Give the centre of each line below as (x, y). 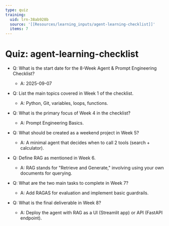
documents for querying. (46, 173)
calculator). (32, 148)
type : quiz (17, 10)
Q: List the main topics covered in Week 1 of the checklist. (73, 93)
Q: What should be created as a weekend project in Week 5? (76, 133)
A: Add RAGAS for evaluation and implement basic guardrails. (84, 193)
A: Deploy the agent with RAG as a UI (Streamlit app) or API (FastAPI (91, 213)
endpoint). (31, 218)
